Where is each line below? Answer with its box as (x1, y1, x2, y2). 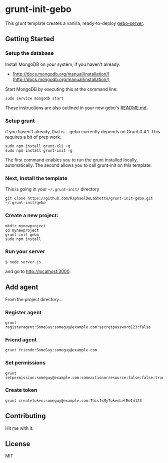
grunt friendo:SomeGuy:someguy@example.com (5, 348, 97, 353)
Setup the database (5, 50, 54, 57)
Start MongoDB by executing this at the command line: (5, 86, 118, 92)
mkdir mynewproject (5, 223, 46, 228)
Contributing (5, 412, 46, 420)
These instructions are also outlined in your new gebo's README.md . (5, 105, 148, 111)
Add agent (5, 283, 38, 292)
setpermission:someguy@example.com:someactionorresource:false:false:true (5, 375, 164, 380)
